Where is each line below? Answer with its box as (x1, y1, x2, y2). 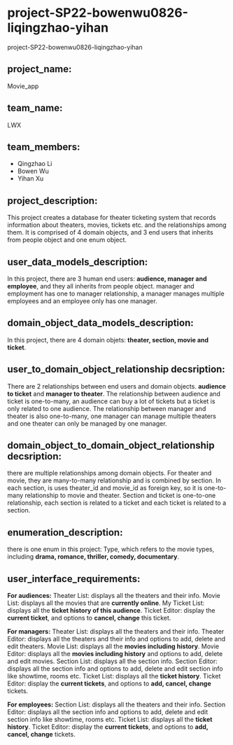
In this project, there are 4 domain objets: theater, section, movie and (7, 335, 209, 344)
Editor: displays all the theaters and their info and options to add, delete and (7, 635, 226, 643)
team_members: (7, 141, 80, 153)
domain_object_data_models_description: (7, 317, 194, 329)
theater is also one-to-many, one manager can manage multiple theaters (7, 412, 217, 420)
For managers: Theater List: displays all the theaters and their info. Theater (7, 627, 225, 636)
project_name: (7, 63, 72, 75)
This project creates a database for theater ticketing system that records (7, 214, 216, 222)
